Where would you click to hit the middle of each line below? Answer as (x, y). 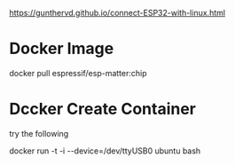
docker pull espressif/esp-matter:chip (78, 73)
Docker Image (62, 49)
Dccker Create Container (103, 109)
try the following (39, 133)
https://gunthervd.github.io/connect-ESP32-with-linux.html (117, 13)
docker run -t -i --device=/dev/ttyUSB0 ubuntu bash (105, 151)
